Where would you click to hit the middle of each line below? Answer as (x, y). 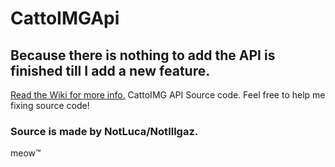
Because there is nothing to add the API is (143, 55)
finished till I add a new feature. (110, 70)
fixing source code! (50, 105)
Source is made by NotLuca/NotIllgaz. (104, 131)
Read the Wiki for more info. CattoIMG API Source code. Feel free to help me (168, 95)
